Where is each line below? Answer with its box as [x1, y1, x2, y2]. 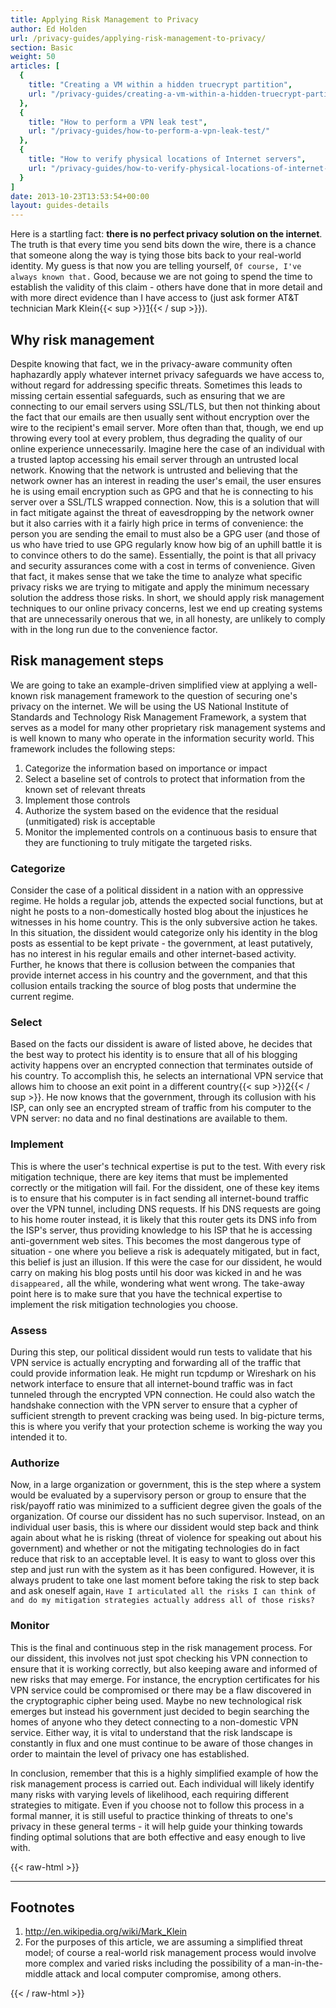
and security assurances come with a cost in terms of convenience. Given [10, 559, 316, 571]
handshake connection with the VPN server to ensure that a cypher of [10, 1399, 298, 1411]
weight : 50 [10, 52, 56, 62]
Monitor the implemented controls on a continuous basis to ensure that [24, 826, 318, 838]
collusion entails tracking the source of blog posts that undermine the [10, 980, 297, 992]
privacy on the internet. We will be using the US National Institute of [10, 700, 290, 712]
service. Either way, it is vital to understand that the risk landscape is [10, 1726, 293, 1738]
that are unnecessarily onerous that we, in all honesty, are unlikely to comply [10, 612, 326, 625]
